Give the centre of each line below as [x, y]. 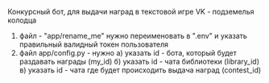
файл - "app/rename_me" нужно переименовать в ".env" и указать [133, 36]
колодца [22, 20]
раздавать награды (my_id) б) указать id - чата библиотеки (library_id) [139, 61]
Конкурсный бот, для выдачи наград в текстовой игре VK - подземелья [131, 12]
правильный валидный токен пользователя [94, 44]
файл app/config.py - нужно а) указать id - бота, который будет [128, 53]
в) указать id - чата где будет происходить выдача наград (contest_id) [140, 70]
